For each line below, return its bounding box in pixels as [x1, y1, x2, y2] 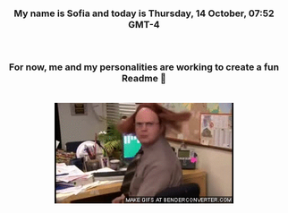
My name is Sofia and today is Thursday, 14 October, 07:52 [13, 7, 275, 20]
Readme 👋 [122, 72, 166, 85]
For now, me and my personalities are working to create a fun [8, 61, 280, 73]
